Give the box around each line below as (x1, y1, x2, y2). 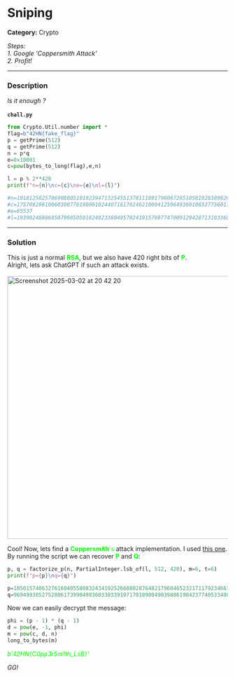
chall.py (7, 111, 33, 118)
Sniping (7, 5, 53, 21)
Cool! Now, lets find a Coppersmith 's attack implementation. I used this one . (7, 545, 228, 553)
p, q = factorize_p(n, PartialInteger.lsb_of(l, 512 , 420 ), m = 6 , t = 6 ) (7, 566, 218, 573)
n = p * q (7, 149, 30, 157)
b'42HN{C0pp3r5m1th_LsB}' (7, 650, 90, 658)
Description (7, 81, 48, 90)
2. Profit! (7, 56, 33, 64)
